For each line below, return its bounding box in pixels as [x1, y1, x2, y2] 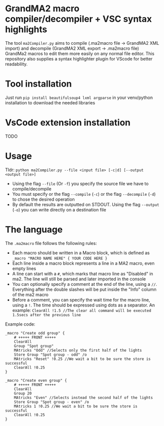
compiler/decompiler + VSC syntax [5, 13, 152, 25]
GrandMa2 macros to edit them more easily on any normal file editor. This [5, 50, 155, 57]
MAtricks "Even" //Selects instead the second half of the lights [14, 395, 153, 400]
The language [5, 224, 63, 235]
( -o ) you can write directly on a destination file [12, 207, 106, 213]
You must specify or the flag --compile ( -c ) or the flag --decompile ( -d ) [12, 191, 156, 197]
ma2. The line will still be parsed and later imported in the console [12, 276, 146, 282]
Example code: [5, 321, 35, 327]
